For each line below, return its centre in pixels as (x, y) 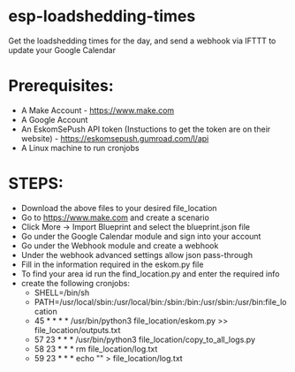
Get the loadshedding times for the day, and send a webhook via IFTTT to (142, 41)
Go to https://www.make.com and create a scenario (115, 217)
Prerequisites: (61, 86)
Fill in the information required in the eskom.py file (112, 264)
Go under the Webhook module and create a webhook (120, 246)
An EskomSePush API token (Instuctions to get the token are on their (146, 129)
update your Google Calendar (62, 49)
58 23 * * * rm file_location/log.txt (96, 349)
